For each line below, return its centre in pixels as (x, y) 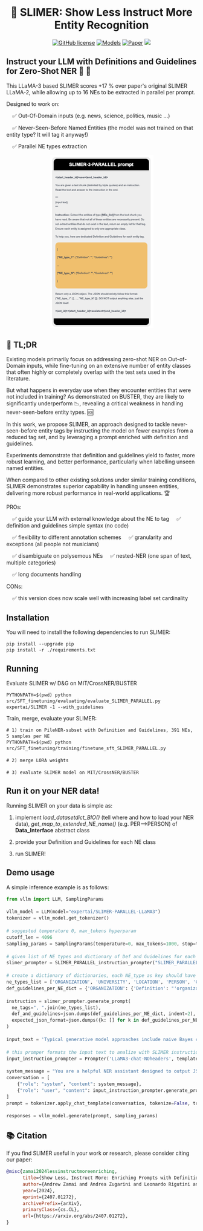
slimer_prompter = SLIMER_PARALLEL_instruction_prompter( (81, 963)
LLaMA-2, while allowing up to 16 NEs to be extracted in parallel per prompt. (101, 92)
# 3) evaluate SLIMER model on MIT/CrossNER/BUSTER (72, 773)
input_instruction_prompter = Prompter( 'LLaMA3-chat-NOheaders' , (90, 1059)
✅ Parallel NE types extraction (50, 146)
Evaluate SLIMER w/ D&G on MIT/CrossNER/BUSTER (72, 684)
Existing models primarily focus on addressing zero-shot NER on (87, 359)
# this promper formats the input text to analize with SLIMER (88, 1052)
